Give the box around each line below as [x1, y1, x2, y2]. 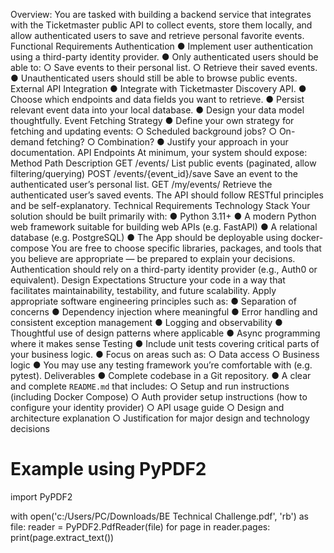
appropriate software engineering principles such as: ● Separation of [10, 295, 297, 307]
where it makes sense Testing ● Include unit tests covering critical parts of [10, 338, 320, 349]
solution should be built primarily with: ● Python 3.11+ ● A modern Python [10, 210, 317, 222]
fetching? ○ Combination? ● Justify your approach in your [46, 136, 289, 148]
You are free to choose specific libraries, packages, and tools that [51, 242, 322, 254]
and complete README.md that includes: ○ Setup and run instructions [10, 380, 290, 392]
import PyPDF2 [10, 490, 73, 503]
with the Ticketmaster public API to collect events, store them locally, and [10, 19, 313, 31]
